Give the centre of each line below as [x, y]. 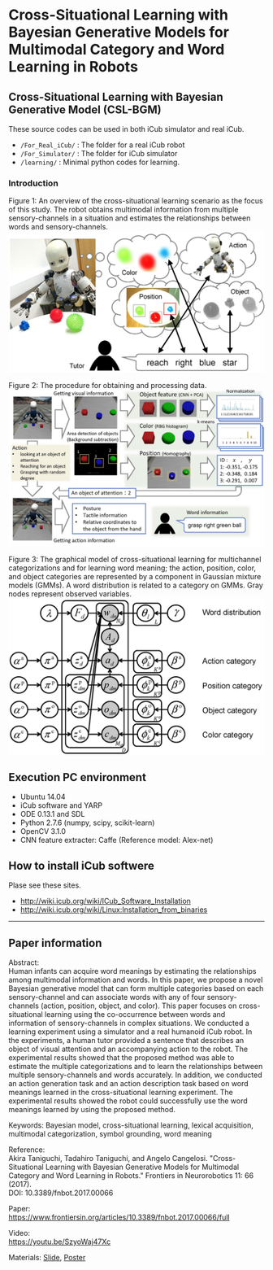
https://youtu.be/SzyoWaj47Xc [60, 1242]
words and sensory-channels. [58, 227]
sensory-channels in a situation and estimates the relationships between [130, 218]
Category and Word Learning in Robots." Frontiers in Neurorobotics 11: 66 [131, 1176]
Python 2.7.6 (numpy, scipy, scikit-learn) [87, 823]
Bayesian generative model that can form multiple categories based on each [136, 989]
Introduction [33, 183]
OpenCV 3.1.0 [43, 831]
